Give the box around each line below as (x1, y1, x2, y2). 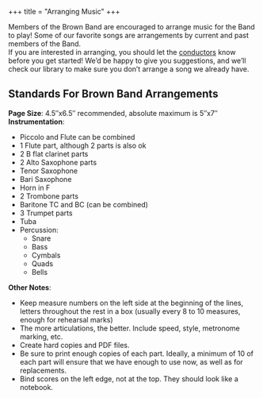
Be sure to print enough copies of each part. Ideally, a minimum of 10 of (19, 349, 254, 358)
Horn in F (19, 183, 51, 192)
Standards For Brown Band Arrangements (8, 87, 219, 101)
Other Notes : (8, 282, 51, 292)
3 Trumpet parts (19, 208, 73, 218)
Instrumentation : (8, 117, 65, 126)
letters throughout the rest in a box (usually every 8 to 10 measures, (19, 306, 241, 316)
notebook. (19, 382, 54, 392)
